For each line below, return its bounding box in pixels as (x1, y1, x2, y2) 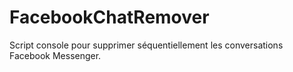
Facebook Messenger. (9, 49, 102, 61)
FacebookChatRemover (9, 6, 210, 29)
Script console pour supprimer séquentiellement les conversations (9, 39, 284, 51)
